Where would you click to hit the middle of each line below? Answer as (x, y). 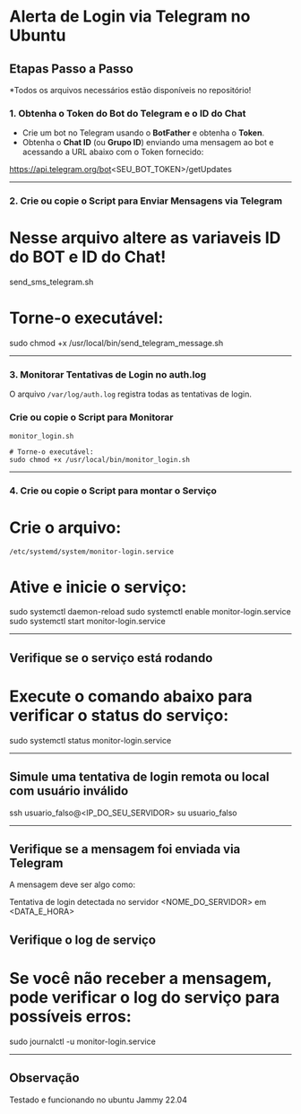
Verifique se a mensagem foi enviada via (125, 849)
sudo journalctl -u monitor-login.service (83, 1041)
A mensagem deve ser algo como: (73, 884)
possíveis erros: (70, 1017)
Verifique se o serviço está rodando (111, 658)
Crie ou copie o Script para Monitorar (91, 417)
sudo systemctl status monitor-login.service (90, 740)
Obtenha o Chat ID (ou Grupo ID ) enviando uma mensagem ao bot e (148, 143)
